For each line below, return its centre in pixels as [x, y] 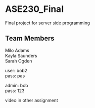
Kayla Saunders [21, 55]
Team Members [30, 38]
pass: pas [15, 76]
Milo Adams [17, 50]
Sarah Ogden [19, 61]
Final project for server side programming [47, 23]
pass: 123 [15, 91]
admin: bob [17, 85]
